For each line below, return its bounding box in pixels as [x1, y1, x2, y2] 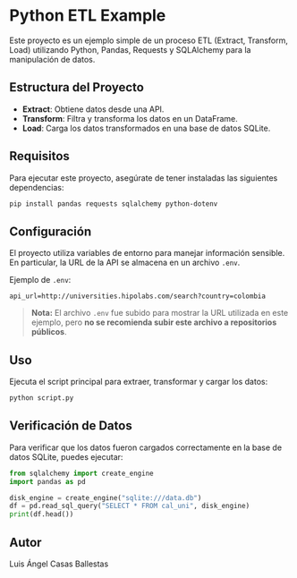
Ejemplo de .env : [9, 275, 72, 285]
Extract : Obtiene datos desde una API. [21, 104, 165, 115]
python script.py [9, 394, 74, 403]
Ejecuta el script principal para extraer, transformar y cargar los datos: [9, 377, 268, 387]
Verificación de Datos [9, 418, 132, 434]
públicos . [30, 327, 67, 337]
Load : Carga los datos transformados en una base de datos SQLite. [21, 123, 271, 133]
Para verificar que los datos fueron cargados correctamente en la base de [9, 442, 283, 453]
